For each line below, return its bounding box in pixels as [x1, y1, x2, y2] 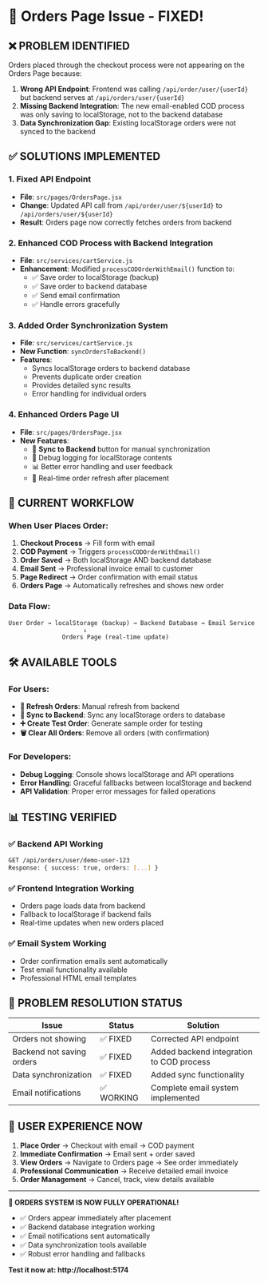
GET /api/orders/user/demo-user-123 [8, 857, 130, 865]
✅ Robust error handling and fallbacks [19, 1249, 146, 1259]
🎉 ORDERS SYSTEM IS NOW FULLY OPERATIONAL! [8, 1198, 179, 1208]
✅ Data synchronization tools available [19, 1240, 148, 1250]
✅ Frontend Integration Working [8, 882, 135, 894]
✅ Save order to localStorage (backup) [31, 272, 160, 282]
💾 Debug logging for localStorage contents [31, 452, 173, 462]
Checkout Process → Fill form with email [19, 539, 156, 548]
